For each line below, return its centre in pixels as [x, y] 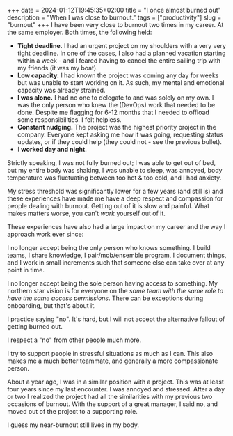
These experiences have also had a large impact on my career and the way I [116, 227]
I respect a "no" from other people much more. [74, 340]
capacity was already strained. [61, 90]
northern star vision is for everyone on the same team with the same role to [115, 291]
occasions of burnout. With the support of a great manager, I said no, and [112, 404]
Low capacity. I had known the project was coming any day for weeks [118, 75]
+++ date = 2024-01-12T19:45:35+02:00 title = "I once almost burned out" [114, 10]
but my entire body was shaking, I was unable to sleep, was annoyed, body [115, 170]
